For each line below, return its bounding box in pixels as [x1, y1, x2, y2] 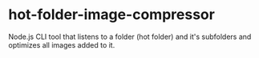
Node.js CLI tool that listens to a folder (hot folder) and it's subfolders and [8, 32, 252, 41]
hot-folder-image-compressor [8, 6, 215, 24]
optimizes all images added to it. [8, 40, 115, 49]
